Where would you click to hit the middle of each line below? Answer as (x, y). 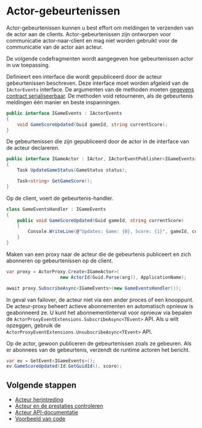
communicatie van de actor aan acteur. (55, 47)
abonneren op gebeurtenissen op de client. (60, 261)
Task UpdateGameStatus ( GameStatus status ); (72, 170)
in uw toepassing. (28, 65)
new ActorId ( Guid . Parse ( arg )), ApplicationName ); (123, 277)
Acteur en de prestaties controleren (59, 406)
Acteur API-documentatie (46, 412)
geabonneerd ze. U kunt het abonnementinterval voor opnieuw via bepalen (99, 312)
